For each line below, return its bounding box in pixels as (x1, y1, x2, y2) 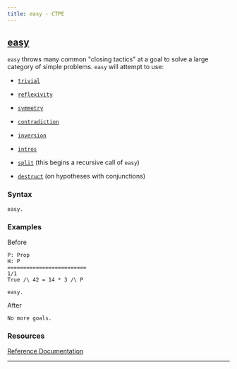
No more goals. (7, 315, 52, 322)
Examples (7, 222, 42, 231)
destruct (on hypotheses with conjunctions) (17, 172, 146, 181)
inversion (17, 132, 47, 140)
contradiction (17, 119, 59, 126)
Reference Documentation (7, 347, 84, 356)
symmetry (17, 105, 44, 112)
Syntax (7, 190, 32, 200)
